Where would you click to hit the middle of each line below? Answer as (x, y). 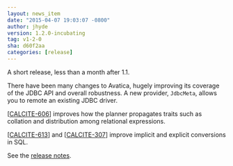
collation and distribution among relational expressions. (86, 121)
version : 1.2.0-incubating (46, 33)
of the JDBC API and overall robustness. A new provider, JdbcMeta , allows (112, 93)
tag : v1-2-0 (24, 40)
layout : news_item (34, 14)
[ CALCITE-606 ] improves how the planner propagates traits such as (105, 114)
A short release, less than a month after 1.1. (69, 72)
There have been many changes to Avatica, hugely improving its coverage (113, 85)
